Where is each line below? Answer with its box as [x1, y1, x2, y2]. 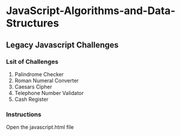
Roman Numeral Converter [14, 77, 79, 84]
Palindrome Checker [14, 70, 64, 77]
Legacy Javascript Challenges [6, 40, 119, 50]
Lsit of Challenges [6, 57, 58, 66]
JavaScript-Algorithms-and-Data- [6, 4, 176, 18]
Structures [6, 16, 60, 30]
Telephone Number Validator [14, 89, 84, 96]
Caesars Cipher [14, 83, 53, 90]
